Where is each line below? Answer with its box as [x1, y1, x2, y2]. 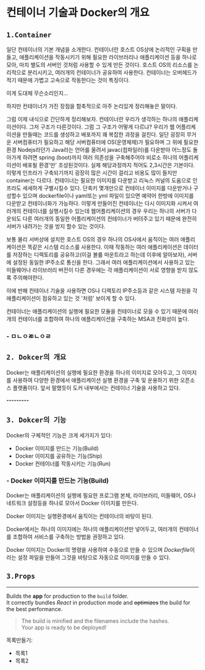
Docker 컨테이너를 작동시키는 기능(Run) [15, 460, 111, 467]
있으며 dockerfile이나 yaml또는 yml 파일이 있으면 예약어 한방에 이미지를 [22, 192, 194, 199]
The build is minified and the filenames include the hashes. [21, 617, 170, 625]
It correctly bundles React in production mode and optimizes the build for [6, 598, 191, 606]
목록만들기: [6, 636, 33, 644]
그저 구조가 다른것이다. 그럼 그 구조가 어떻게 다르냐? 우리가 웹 [29, 123, 175, 130]
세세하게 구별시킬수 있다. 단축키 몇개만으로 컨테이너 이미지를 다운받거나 [22, 184, 192, 192]
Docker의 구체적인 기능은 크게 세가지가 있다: [6, 431, 113, 439]
